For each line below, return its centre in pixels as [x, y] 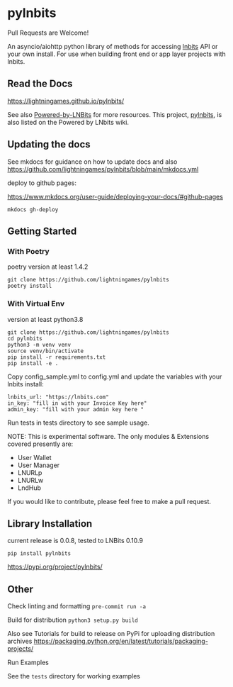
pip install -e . [33, 363]
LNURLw [30, 480]
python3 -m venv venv [39, 345]
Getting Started [42, 231]
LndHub [29, 488]
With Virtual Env [36, 304]
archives [20, 641]
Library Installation [50, 524]
